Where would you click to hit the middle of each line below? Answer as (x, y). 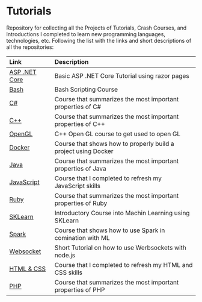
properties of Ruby (81, 203)
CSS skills (69, 272)
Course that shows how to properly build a (114, 143)
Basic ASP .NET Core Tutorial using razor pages (122, 75)
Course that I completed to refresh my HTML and (124, 265)
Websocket (25, 251)
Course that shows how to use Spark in (110, 230)
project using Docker (84, 151)
